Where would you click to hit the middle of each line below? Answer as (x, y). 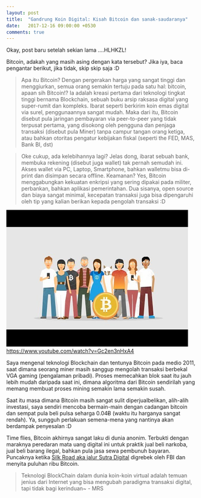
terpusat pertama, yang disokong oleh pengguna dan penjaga (98, 125)
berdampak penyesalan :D (39, 426)
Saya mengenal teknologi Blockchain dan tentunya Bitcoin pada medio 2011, (101, 363)
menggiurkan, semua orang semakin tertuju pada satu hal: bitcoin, (104, 87)
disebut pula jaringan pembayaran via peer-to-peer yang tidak (99, 119)
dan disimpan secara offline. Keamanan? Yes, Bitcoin (100, 176)
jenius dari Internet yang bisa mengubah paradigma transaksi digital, (107, 482)
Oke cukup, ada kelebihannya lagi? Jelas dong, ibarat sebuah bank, (105, 156)
